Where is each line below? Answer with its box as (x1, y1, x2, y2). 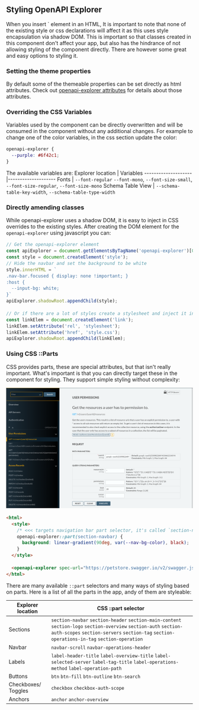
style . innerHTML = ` (6, 267, 57, 273)
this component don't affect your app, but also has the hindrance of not (6, 39, 181, 46)
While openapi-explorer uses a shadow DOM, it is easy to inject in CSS (6, 217, 179, 224)
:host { (6, 279, 25, 285)
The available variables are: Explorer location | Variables (6, 169, 143, 177)
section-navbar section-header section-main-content (51, 617, 182, 623)
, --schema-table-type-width (46, 188, 115, 195)
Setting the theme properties (6, 67, 91, 75)
